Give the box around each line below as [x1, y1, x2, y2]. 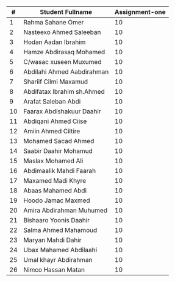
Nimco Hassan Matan [23, 266, 85, 273]
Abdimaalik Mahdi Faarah [23, 167, 96, 175]
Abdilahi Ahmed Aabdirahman [23, 68, 109, 76]
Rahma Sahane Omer [23, 18, 84, 26]
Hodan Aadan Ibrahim [23, 38, 86, 46]
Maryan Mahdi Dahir [23, 236, 82, 244]
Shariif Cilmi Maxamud [23, 77, 88, 86]
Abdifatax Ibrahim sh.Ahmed [23, 88, 105, 96]
